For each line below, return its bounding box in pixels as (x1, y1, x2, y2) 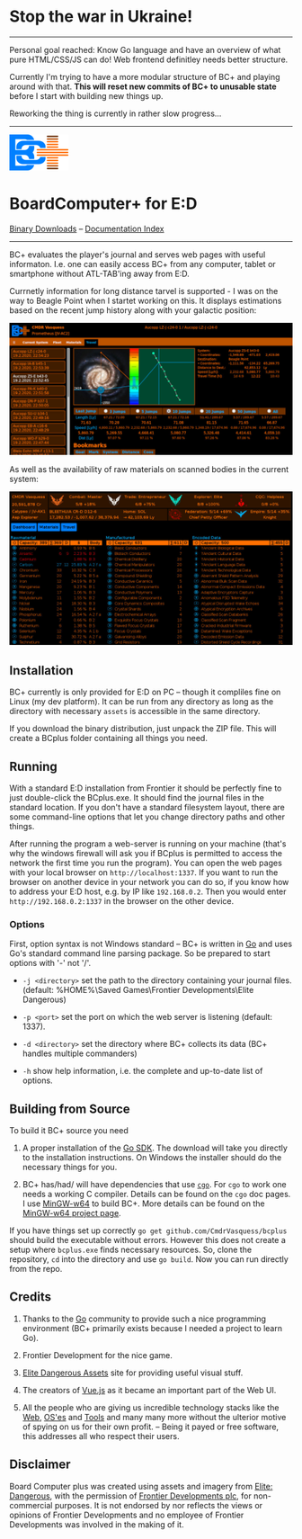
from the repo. (9, 1264, 63, 1275)
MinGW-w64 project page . (22, 1208, 121, 1219)
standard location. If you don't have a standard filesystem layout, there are (9, 801, 285, 812)
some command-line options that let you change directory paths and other (9, 811, 286, 822)
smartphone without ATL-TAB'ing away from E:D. (9, 268, 191, 279)
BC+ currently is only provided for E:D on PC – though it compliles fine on (9, 686, 281, 698)
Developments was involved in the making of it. (9, 1518, 184, 1530)
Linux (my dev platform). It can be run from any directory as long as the (9, 696, 274, 707)
